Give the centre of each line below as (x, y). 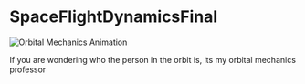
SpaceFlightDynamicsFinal (114, 17)
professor (28, 69)
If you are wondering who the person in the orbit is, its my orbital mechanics (153, 59)
